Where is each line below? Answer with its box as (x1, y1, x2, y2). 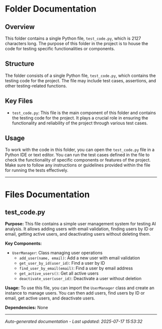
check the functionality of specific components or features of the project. (5, 157, 151, 163)
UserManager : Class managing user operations (12, 250, 103, 256)
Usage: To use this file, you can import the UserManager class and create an (5, 285, 154, 291)
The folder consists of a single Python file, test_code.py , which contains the (5, 73, 156, 78)
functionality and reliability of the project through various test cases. (12, 120, 148, 126)
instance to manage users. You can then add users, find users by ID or (5, 290, 145, 296)
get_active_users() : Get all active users (19, 270, 99, 276)
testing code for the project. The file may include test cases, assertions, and (5, 77, 156, 83)
